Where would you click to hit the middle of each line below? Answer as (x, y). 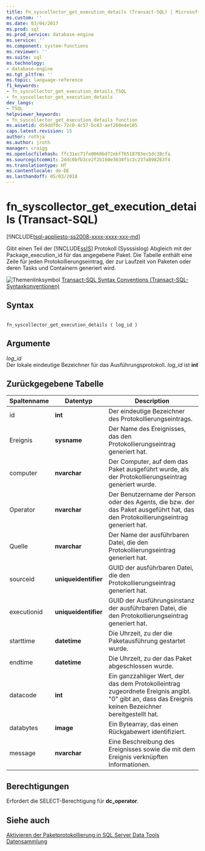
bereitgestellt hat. (133, 714)
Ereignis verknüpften (138, 757)
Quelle (19, 546)
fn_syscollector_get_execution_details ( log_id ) (72, 325)
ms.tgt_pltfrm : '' (30, 74)
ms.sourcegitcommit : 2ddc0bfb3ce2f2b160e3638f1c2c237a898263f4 (88, 159)
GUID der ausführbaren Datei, (151, 568)
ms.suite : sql (24, 57)
